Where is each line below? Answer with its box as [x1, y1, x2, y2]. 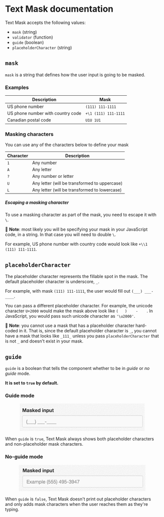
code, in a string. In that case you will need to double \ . [5, 232, 116, 237]
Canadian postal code [7, 117, 51, 123]
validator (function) [12, 34, 53, 40]
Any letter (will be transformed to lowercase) [32, 187, 122, 193]
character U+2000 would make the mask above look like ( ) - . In [5, 308, 153, 314]
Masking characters [5, 130, 54, 137]
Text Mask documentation [5, 3, 114, 15]
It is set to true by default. [5, 380, 59, 386]
